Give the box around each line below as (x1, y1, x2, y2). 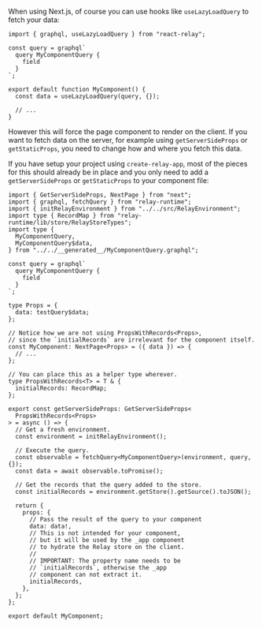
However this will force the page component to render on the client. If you (8, 127, 248, 136)
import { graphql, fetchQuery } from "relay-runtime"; (8, 198, 192, 206)
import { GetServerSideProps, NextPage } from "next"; (8, 191, 192, 199)
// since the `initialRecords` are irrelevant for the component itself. (8, 336, 256, 344)
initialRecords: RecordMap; (15, 384, 108, 392)
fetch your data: (8, 15, 61, 24)
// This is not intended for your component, (28, 529, 181, 537)
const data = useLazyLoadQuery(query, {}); (15, 92, 160, 100)
